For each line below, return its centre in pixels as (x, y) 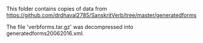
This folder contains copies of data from (57, 9)
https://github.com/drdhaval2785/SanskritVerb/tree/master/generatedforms (101, 15)
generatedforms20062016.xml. (45, 33)
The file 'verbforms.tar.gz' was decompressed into (70, 27)
